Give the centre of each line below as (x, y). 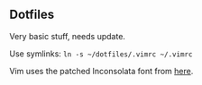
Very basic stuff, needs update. (68, 36)
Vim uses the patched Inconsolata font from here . (101, 71)
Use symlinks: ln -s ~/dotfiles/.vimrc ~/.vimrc (101, 54)
